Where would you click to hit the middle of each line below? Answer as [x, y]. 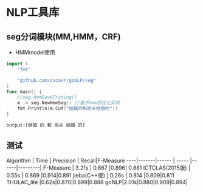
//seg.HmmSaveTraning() [47, 98]
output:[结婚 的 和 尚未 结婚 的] [46, 125]
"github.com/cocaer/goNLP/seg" [57, 80]
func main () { [24, 91]
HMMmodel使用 [35, 52]
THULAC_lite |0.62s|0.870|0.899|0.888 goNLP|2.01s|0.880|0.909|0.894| [97, 182]
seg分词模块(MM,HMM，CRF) [64, 37]
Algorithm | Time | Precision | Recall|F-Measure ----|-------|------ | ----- [98, 161]
